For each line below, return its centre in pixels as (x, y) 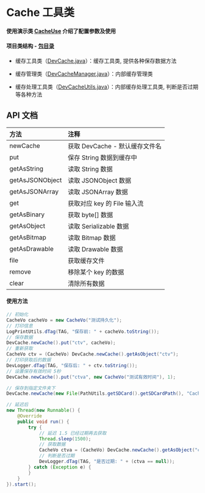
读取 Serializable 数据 (99, 226)
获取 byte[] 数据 (91, 214)
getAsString (27, 169)
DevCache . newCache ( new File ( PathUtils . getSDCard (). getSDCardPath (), (95, 394)
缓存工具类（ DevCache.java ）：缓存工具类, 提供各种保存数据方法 (96, 60)
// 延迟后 (17, 405)
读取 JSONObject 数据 (100, 180)
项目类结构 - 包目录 (31, 46)
